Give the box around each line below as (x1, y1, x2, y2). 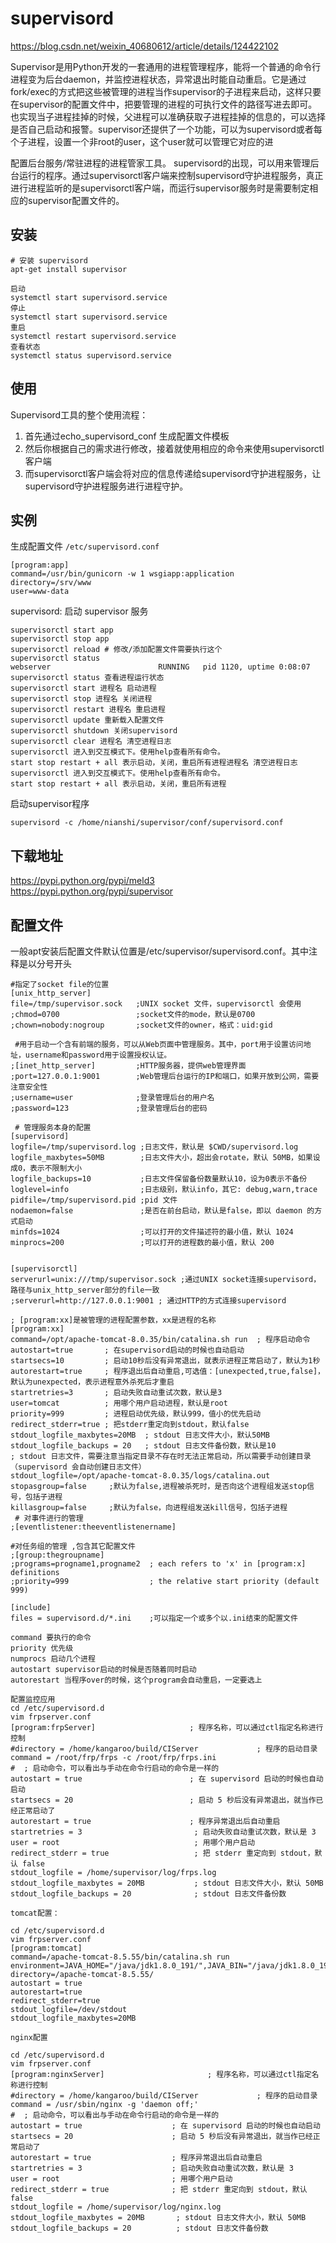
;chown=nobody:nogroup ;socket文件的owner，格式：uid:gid (10, 1020, 273, 1030)
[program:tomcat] (10, 1943, 83, 1953)
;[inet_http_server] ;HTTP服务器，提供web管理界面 (10, 1061, 247, 1071)
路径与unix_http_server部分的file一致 (10, 1285, 160, 1295)
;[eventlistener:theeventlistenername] (10, 1522, 177, 1532)
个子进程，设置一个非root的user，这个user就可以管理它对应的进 (10, 135, 274, 147)
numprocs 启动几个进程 (10, 1654, 96, 1664)
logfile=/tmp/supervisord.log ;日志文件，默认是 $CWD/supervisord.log (10, 1142, 299, 1152)
